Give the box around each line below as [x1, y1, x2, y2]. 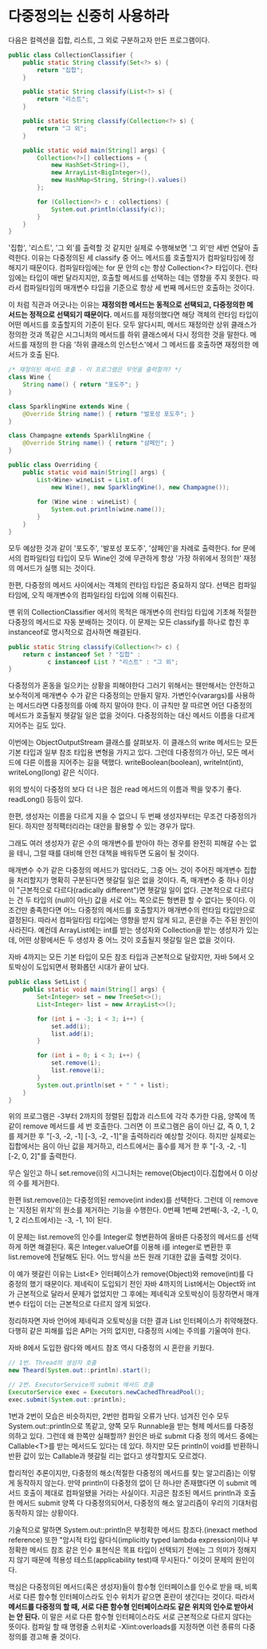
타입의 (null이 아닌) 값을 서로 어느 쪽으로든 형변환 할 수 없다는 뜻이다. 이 [33, 895, 256, 905]
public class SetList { [8, 978, 88, 986]
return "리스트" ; [37, 95, 89, 104]
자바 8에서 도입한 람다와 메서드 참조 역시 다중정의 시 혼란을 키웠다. [8, 1343, 214, 1353]
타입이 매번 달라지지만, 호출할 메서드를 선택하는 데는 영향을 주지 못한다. [29, 273, 251, 283]
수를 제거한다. [16, 1179, 60, 1188]
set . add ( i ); [50, 1022, 91, 1030]
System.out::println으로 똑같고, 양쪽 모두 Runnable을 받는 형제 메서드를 [8, 1421, 233, 1430]
